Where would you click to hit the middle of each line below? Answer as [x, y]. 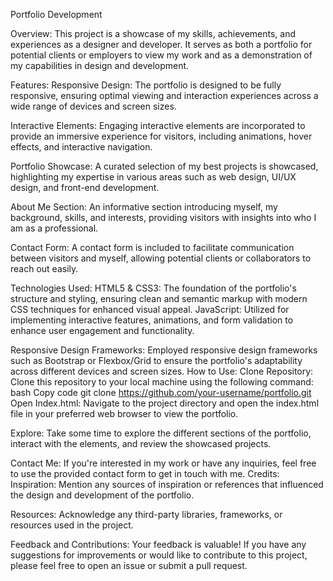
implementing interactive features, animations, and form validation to [152, 320]
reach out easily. [44, 268]
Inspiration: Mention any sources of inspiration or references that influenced [167, 484]
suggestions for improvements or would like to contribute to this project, [159, 555]
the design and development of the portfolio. [102, 495]
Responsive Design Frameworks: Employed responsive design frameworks [164, 350]
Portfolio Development [56, 14]
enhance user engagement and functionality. [102, 330]
